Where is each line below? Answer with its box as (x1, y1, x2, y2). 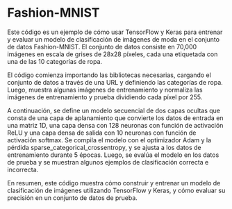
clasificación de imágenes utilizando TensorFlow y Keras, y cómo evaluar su (7, 186, 226, 194)
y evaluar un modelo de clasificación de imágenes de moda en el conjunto (7, 35, 220, 43)
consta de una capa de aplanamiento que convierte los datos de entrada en (7, 113, 224, 122)
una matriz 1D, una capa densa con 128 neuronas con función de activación (7, 121, 224, 129)
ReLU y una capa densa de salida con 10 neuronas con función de (7, 128, 197, 137)
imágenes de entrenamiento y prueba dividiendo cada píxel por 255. (7, 92, 203, 101)
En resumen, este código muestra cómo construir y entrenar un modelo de (7, 178, 221, 187)
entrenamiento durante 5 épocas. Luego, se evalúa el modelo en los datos (7, 151, 219, 159)
